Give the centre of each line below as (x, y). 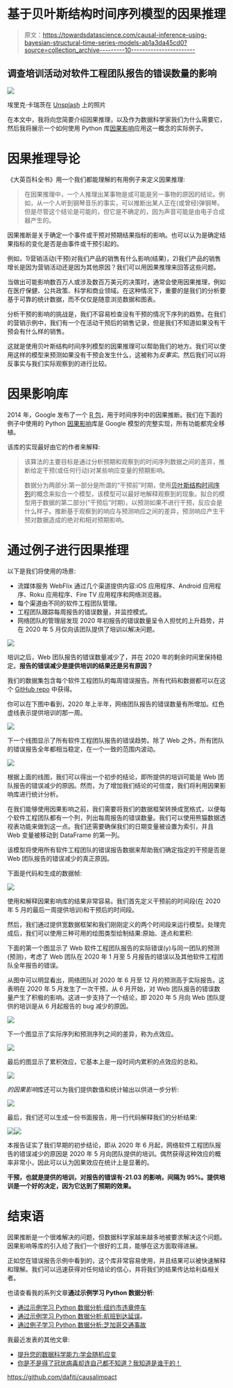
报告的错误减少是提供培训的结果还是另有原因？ (86, 666)
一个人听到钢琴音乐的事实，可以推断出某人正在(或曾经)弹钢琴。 (133, 203)
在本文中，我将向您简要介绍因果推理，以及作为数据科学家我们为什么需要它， (116, 119)
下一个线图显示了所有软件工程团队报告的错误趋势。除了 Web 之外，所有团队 (115, 740)
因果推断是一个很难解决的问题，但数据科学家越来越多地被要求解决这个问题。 (116, 1237)
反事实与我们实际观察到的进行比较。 (59, 363)
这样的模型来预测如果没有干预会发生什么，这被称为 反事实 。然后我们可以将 (119, 354)
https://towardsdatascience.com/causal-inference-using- (125, 35)
